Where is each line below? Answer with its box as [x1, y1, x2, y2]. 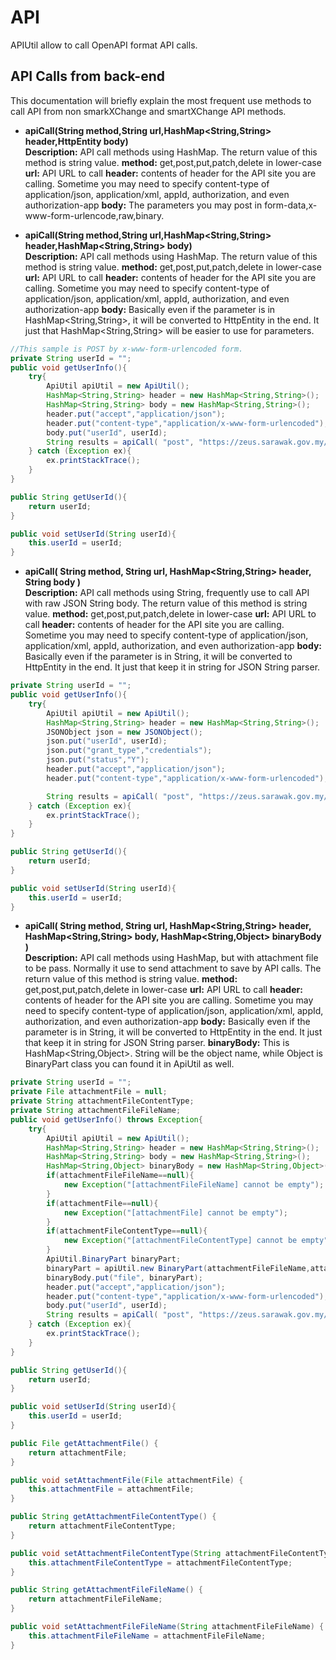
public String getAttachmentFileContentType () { [10, 1512, 217, 1522]
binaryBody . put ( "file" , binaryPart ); [46, 1272, 203, 1283]
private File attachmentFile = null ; [10, 1087, 168, 1097]
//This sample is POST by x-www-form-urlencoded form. [10, 344, 244, 354]
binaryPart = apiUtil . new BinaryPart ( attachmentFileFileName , [46, 1263, 311, 1273]
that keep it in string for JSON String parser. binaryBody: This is [24, 1037, 290, 1049]
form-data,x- [264, 199, 318, 211]
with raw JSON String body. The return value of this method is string [24, 597, 308, 610]
